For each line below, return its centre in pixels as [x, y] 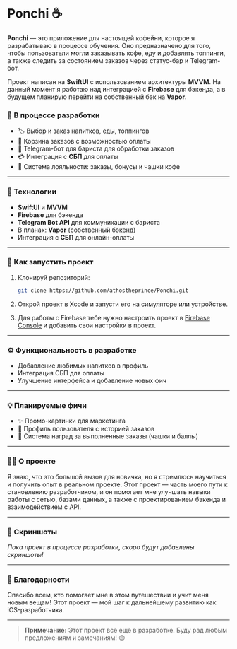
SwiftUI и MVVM [43, 207]
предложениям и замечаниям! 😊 [75, 638]
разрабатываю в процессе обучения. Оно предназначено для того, [109, 45]
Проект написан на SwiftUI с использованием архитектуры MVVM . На [114, 81]
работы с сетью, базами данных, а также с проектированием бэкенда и [116, 499]
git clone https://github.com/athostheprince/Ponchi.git [103, 291]
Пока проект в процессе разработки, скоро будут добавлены [101, 547]
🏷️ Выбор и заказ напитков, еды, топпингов [83, 131]
